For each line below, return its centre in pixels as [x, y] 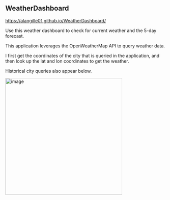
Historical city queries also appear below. [49, 71]
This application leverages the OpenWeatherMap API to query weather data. [85, 46]
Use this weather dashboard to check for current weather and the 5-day [81, 31]
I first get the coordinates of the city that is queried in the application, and [82, 55]
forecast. [15, 36]
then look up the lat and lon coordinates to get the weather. [67, 61]
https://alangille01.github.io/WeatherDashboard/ [55, 20]
